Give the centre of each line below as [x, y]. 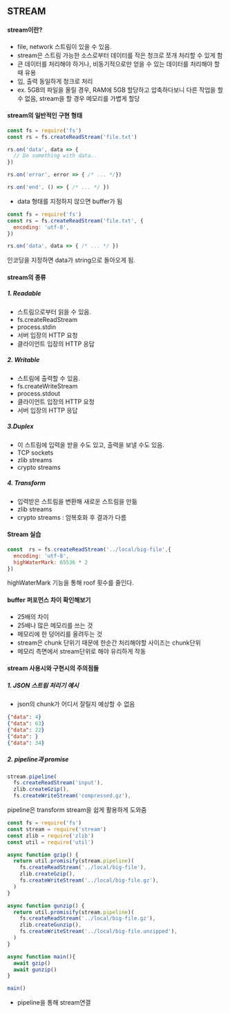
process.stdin [37, 327]
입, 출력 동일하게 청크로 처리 [55, 81]
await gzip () [32, 963]
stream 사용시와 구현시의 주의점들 [53, 668]
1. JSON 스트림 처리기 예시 [43, 685]
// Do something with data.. [55, 156]
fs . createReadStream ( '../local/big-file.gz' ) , [88, 918]
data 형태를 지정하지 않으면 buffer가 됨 [70, 201]
